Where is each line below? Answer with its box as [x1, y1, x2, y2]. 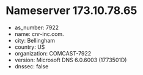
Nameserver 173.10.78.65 [5, 4, 137, 18]
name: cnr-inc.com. [14, 30, 65, 37]
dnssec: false [14, 62, 49, 70]
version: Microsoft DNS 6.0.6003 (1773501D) [14, 56, 127, 63]
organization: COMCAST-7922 [14, 49, 92, 57]
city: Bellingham [14, 37, 56, 44]
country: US [14, 43, 45, 51]
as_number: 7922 [14, 24, 59, 31]
